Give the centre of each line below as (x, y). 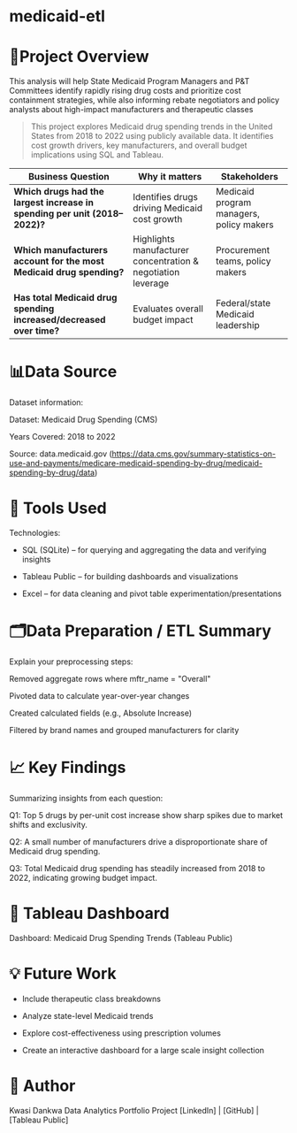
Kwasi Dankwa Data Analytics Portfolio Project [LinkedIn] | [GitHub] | (134, 1110)
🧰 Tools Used (58, 508)
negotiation (156, 272)
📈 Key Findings (68, 768)
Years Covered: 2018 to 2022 (62, 437)
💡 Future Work (63, 974)
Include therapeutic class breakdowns (91, 999)
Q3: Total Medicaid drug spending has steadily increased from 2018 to (137, 868)
